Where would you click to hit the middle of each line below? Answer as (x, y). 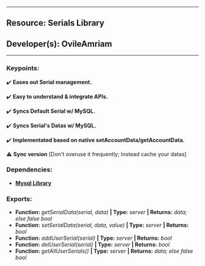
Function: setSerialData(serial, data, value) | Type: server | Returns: (102, 225)
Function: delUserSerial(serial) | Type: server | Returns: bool (92, 245)
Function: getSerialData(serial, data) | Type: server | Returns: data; (101, 212)
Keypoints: (23, 68)
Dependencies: (30, 170)
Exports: (19, 199)
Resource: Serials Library (56, 23)
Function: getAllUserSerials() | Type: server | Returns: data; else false (104, 251)
